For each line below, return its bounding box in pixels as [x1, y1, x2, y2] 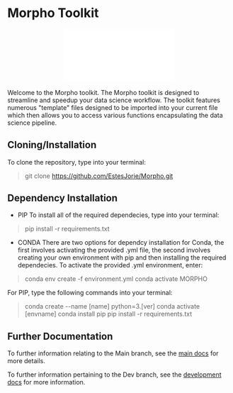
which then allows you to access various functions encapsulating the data [7, 111, 223, 119]
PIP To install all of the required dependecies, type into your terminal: [17, 211, 220, 219]
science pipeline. [7, 118, 57, 127]
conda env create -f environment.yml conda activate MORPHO [24, 275, 208, 283]
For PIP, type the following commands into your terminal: [7, 289, 173, 297]
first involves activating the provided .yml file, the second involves [17, 246, 211, 255]
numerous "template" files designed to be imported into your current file [7, 103, 218, 111]
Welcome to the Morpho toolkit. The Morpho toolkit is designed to [7, 88, 200, 96]
